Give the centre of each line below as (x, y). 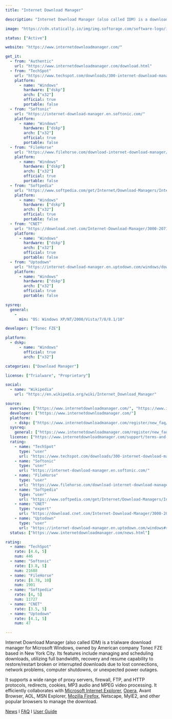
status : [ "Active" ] (26, 38)
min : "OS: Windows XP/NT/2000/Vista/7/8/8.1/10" (72, 319)
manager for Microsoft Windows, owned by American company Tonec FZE (84, 648)
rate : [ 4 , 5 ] (28, 595)
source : (14, 404)
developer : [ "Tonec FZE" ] (33, 329)
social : (14, 385)
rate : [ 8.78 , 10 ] (33, 580)
